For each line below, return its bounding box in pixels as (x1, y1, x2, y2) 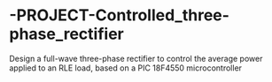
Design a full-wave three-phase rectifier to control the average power (9, 53, 263, 63)
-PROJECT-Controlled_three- (9, 5, 230, 26)
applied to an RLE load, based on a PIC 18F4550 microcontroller (9, 63, 242, 73)
